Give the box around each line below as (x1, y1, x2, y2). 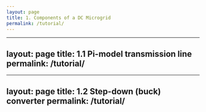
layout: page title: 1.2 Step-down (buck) (6, 86, 161, 97)
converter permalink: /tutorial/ (6, 95, 126, 106)
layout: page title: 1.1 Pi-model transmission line (6, 48, 192, 59)
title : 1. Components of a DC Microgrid (6, 15, 112, 21)
